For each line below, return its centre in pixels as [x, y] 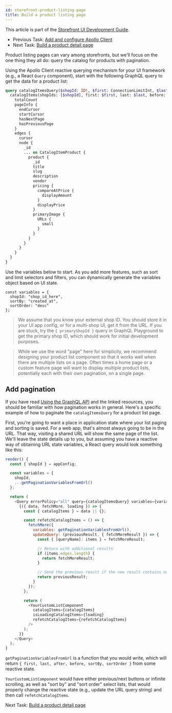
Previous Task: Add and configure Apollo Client [62, 39]
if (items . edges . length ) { [66, 553]
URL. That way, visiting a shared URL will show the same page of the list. [82, 433]
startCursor [31, 114]
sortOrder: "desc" [30, 306]
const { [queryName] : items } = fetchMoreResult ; [91, 539]
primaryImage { [49, 214]
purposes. [29, 341]
